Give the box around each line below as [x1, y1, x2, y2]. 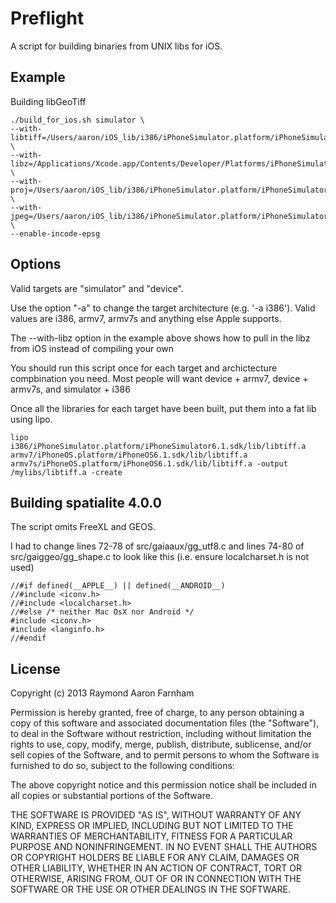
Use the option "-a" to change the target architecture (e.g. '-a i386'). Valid [10, 302, 316, 314]
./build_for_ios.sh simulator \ [10, 115, 145, 125]
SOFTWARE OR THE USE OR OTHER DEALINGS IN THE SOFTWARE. [10, 883, 291, 896]
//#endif [10, 633, 47, 644]
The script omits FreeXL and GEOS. [10, 521, 156, 533]
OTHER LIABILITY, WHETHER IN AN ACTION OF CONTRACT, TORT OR [10, 862, 302, 874]
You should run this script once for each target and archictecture [10, 362, 278, 374]
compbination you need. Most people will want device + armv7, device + [10, 372, 309, 384]
